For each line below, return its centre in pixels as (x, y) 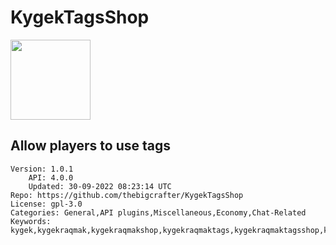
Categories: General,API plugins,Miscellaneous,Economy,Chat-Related (158, 212)
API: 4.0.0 (51, 177)
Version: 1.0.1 (42, 169)
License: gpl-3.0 (46, 204)
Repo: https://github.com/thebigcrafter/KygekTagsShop (127, 195)
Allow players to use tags (90, 146)
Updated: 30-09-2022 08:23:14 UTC (100, 186)
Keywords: (31, 221)
